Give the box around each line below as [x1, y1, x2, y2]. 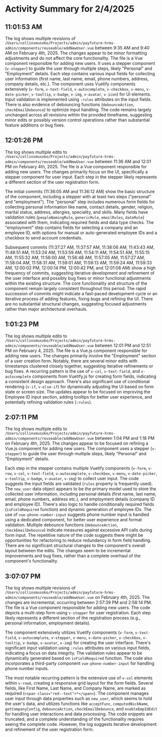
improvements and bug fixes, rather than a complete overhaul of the [5, 553, 141, 559]
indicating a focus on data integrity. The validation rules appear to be [5, 650, 143, 656]
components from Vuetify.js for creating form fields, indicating [32, 373, 156, 379]
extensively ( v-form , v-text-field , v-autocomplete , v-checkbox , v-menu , [5, 86, 146, 92]
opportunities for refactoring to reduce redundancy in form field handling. [5, 537, 151, 544]
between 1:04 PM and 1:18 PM [95, 435, 155, 441]
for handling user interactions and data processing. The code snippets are [5, 711, 153, 717]
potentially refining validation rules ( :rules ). [5, 399, 92, 405]
